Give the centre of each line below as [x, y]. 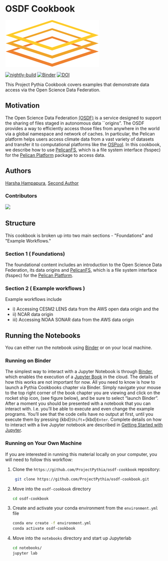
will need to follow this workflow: [39, 460]
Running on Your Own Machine [43, 443]
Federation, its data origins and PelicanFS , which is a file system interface [81, 270]
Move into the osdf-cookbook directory [52, 489]
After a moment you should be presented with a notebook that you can [78, 404]
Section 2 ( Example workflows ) [45, 288]
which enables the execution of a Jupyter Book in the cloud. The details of [82, 377]
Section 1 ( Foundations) [35, 254]
